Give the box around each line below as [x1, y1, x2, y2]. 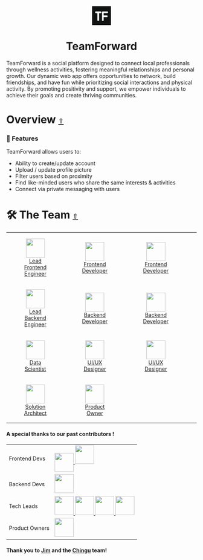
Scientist [24, 365, 47, 373]
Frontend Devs [8, 455, 46, 462]
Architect [24, 409, 47, 417]
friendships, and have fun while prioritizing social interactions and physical [6, 79, 193, 86]
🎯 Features [6, 134, 39, 143]
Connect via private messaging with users [14, 186, 120, 193]
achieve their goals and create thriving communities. [6, 91, 137, 99]
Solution [25, 403, 46, 410]
